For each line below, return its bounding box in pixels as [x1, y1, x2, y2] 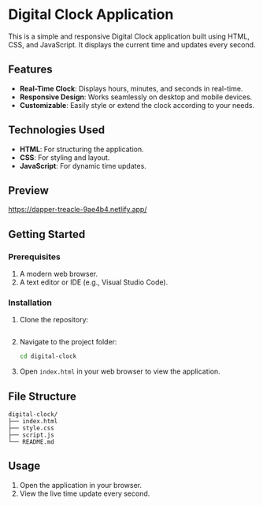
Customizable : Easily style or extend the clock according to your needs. [19, 100, 254, 110]
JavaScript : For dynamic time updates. [19, 161, 147, 170]
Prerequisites [8, 251, 61, 262]
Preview [8, 184, 50, 197]
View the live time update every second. [19, 489, 150, 498]
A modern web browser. [19, 270, 98, 279]
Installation [8, 297, 53, 308]
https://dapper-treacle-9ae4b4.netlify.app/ [8, 205, 147, 214]
